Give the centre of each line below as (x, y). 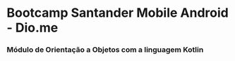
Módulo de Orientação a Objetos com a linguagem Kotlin (105, 50)
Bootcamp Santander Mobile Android (117, 13)
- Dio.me (32, 28)
